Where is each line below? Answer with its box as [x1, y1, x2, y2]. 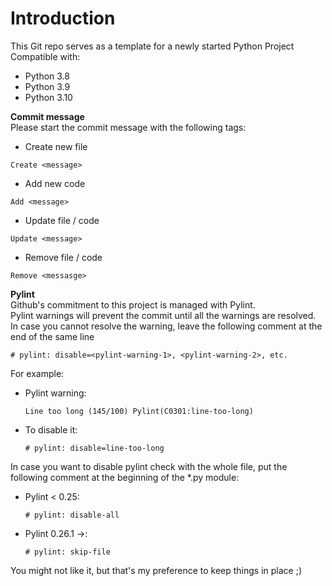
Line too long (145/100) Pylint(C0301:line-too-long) [24, 406, 254, 416]
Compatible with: [10, 50, 81, 62]
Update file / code [24, 214, 100, 226]
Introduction [10, 7, 116, 30]
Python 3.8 [24, 70, 70, 82]
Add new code [24, 177, 86, 189]
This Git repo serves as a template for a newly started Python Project [10, 40, 295, 52]
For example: [10, 367, 65, 379]
